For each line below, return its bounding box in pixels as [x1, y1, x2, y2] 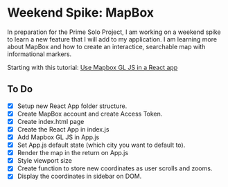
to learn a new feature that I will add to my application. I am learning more [7, 35, 217, 43]
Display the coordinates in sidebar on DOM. [17, 172, 142, 181]
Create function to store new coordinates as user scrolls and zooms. [17, 164, 213, 172]
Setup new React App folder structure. [17, 102, 128, 110]
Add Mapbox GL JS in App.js [17, 133, 100, 141]
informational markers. [7, 50, 72, 58]
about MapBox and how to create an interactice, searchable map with [7, 42, 206, 51]
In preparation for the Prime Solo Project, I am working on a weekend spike [7, 28, 221, 36]
